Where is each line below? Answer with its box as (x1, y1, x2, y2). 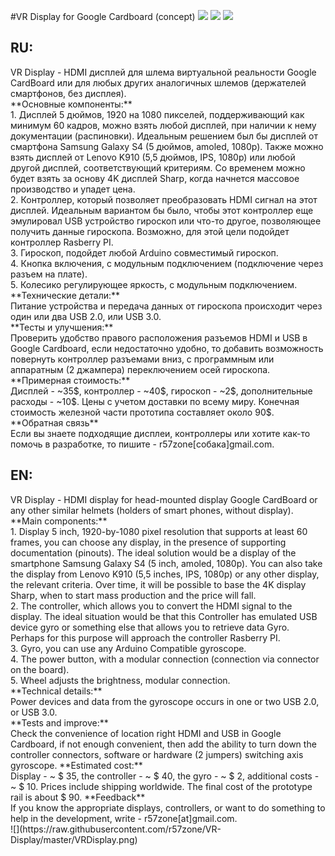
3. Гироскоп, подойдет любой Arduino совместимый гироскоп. (10, 246, 279, 259)
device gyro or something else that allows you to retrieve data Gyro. (10, 621, 290, 633)
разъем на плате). (10, 268, 88, 280)
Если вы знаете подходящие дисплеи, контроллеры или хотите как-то (10, 427, 311, 439)
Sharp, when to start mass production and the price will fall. (10, 589, 257, 601)
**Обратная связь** (10, 416, 99, 429)
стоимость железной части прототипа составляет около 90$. (10, 406, 275, 418)
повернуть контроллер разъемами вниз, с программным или (10, 353, 275, 365)
